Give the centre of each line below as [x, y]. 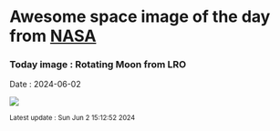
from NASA [53, 36]
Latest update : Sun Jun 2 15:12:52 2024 [73, 118]
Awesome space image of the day [140, 17]
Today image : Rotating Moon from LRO [98, 65]
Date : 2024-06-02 [45, 85]
